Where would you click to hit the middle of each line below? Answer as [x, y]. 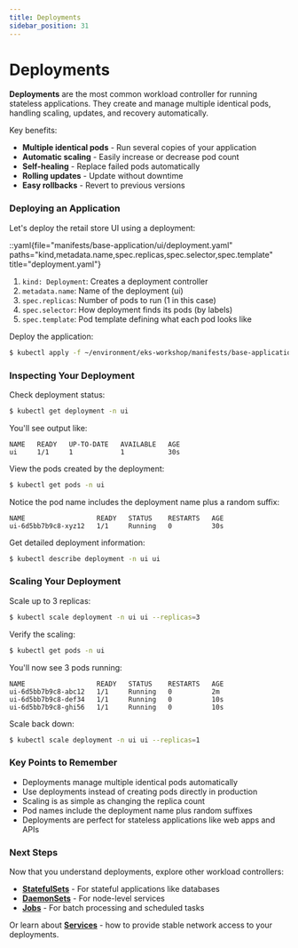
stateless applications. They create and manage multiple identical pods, [140, 104]
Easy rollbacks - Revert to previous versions [104, 185]
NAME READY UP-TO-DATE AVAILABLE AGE [94, 444]
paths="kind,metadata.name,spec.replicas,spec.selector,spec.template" [141, 254]
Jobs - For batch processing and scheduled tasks [113, 908]
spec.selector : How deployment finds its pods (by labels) [127, 309]
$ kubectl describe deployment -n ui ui [85, 558]
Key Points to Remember [63, 763]
